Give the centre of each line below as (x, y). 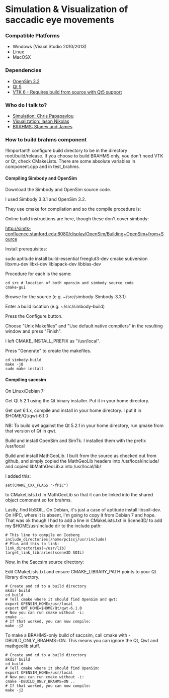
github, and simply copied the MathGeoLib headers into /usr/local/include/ (82, 461)
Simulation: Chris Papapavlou (43, 116)
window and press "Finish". (33, 331)
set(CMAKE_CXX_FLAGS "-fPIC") (37, 485)
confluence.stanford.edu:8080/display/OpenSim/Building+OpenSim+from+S (84, 234)
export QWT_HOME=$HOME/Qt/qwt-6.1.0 (44, 608)
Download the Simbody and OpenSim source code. (58, 189)
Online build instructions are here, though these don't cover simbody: (77, 219)
